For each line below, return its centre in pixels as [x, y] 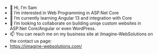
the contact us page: [31, 41]
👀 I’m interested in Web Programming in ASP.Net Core [64, 13]
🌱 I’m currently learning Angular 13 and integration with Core [71, 18]
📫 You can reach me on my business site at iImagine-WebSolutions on [81, 34]
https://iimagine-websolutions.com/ [46, 46]
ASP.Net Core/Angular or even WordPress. [53, 28]
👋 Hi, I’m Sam [23, 8]
